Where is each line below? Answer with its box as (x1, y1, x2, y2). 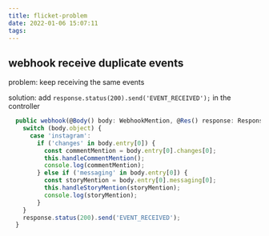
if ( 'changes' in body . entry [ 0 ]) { (37, 139, 156, 147)
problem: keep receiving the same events (8, 78, 145, 87)
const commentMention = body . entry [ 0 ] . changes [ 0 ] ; (43, 146, 217, 154)
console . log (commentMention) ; (43, 162, 146, 170)
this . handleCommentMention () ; (43, 154, 146, 162)
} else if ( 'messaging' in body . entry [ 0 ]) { (37, 169, 188, 177)
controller (8, 102, 40, 111)
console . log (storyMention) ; (43, 191, 138, 199)
